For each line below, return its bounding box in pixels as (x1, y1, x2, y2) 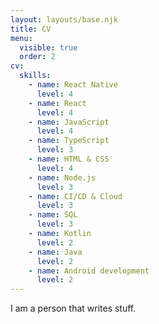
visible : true (19, 42, 78, 53)
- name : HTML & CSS (28, 154, 110, 164)
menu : (10, 33, 33, 43)
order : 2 (19, 52, 56, 62)
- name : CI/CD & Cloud (28, 191, 123, 201)
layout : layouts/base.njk (10, 14, 118, 25)
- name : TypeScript (28, 136, 110, 146)
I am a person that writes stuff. (10, 302, 137, 315)
